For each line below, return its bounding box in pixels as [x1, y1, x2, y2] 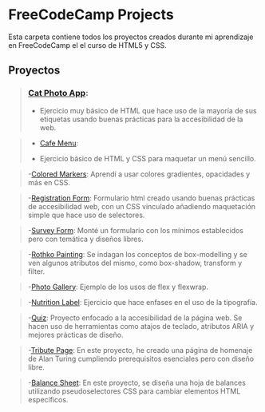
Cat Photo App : [27, 88, 89, 99]
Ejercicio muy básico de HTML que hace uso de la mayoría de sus [39, 105, 257, 115]
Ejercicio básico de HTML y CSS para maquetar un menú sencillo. [39, 153, 257, 163]
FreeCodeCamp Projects [8, 6, 174, 24]
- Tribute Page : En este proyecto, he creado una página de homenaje [27, 345, 253, 355]
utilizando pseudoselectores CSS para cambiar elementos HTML [27, 386, 241, 396]
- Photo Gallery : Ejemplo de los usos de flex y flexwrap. [27, 282, 209, 291]
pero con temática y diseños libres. [27, 234, 144, 244]
